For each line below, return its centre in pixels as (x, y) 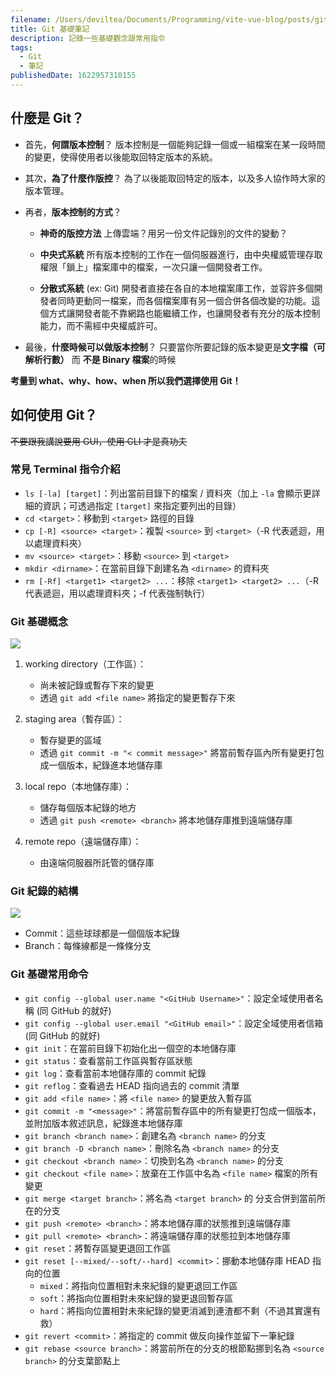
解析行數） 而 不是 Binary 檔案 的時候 (100, 359)
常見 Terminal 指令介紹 (65, 469)
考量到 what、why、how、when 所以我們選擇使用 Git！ (126, 380)
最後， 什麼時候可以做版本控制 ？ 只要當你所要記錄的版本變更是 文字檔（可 (175, 347)
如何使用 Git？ (54, 415)
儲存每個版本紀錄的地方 (88, 808)
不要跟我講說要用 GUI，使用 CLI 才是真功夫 (99, 441)
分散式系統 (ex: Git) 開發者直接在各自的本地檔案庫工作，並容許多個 (177, 288)
